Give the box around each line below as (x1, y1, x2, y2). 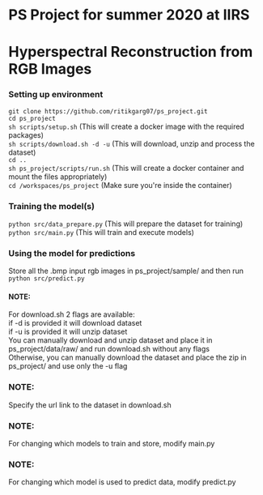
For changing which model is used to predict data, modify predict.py (8, 477, 236, 487)
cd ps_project (8, 114, 57, 122)
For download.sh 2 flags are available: (8, 309, 135, 319)
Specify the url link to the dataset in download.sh (8, 399, 172, 410)
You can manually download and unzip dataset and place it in (8, 335, 213, 345)
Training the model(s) (8, 200, 95, 211)
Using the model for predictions (8, 247, 136, 258)
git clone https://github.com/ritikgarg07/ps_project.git (8, 107, 208, 115)
